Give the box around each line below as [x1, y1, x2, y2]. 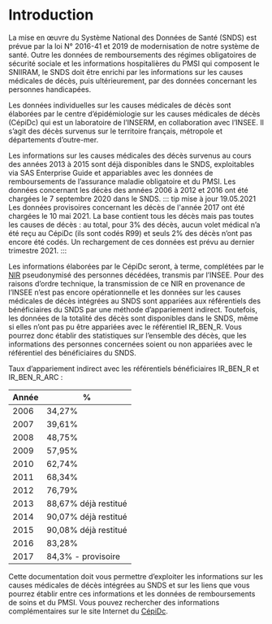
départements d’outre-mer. [8, 134, 99, 144]
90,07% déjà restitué [45, 511, 127, 522]
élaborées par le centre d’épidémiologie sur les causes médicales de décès [8, 108, 261, 119]
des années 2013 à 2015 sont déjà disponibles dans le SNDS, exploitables [8, 159, 255, 168]
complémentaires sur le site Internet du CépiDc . [8, 606, 168, 616]
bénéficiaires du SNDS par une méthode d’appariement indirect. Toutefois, [8, 304, 258, 314]
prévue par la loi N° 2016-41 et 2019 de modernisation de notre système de [8, 41, 260, 50]
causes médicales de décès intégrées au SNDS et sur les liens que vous [8, 580, 250, 590]
